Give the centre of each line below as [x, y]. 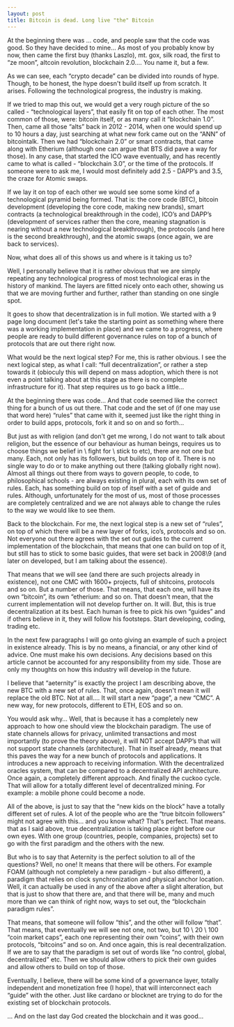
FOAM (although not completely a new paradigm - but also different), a [109, 871]
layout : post [26, 14]
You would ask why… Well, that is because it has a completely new [103, 719]
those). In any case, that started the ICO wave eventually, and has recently [114, 156]
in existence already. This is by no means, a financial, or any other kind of [112, 647]
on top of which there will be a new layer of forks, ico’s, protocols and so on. [117, 531]
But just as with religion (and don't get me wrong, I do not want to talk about [116, 436]
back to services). [33, 243]
